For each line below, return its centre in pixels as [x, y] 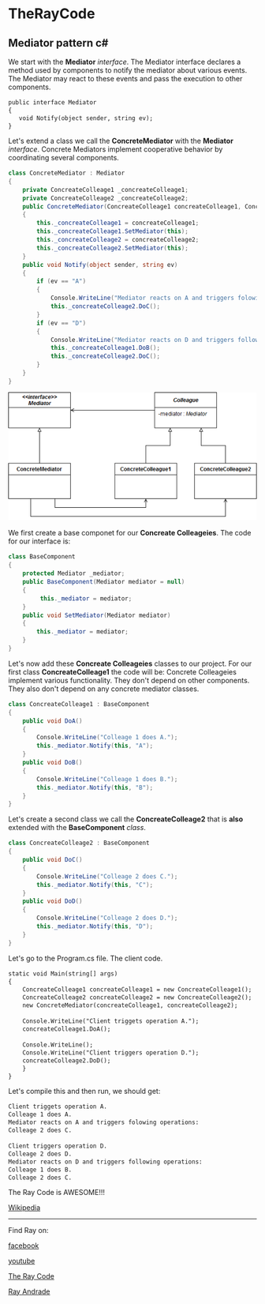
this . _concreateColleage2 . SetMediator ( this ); [113, 248]
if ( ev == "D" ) [62, 323]
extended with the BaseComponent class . [77, 828]
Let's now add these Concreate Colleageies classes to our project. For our [130, 663]
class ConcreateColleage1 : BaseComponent [79, 704]
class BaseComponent [42, 557]
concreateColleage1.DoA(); [67, 1029]
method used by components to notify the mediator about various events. [128, 70]
